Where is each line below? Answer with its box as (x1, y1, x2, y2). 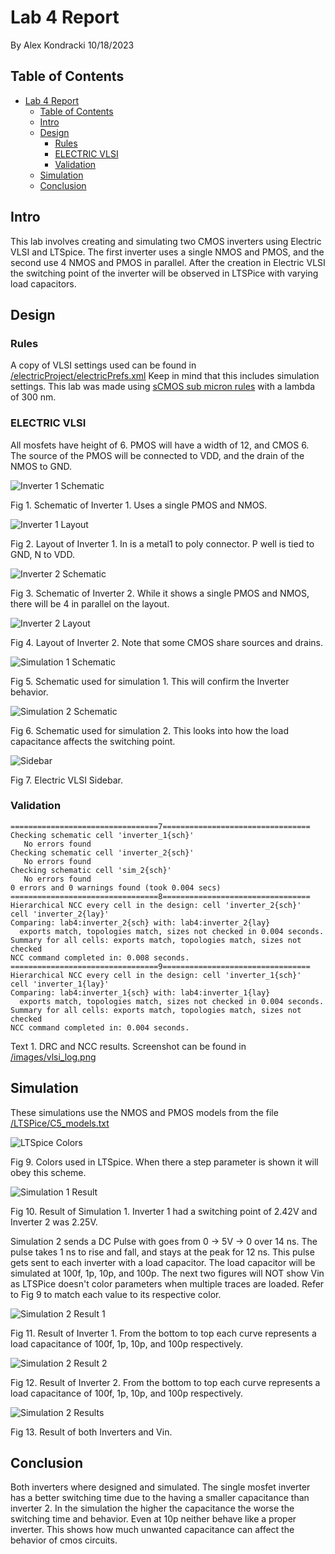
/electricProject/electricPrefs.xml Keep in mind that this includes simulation (10, 370, 320, 382)
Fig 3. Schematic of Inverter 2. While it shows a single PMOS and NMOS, (10, 587, 310, 599)
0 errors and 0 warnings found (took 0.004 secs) (10, 882, 222, 893)
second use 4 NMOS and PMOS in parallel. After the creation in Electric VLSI (10, 256, 326, 268)
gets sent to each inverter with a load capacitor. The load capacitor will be (10, 1256, 316, 1268)
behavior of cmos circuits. (10, 1534, 118, 1546)
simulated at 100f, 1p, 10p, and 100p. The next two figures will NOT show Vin (10, 1267, 325, 1279)
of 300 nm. (10, 391, 57, 403)
